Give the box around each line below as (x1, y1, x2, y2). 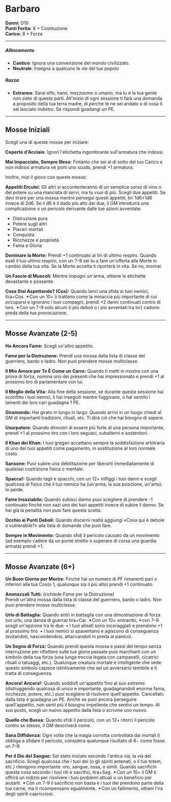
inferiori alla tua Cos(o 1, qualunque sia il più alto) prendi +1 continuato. (5, 581, 154, 587)
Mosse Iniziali (5, 126, 50, 134)
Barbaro (5, 3, 40, 15)
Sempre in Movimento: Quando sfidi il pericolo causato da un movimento (5, 532, 160, 538)
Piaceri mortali (12, 226, 43, 232)
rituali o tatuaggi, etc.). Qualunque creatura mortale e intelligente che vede (5, 660, 162, 666)
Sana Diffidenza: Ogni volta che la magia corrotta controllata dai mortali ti (5, 732, 160, 738)
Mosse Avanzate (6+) (5, 562, 75, 571)
